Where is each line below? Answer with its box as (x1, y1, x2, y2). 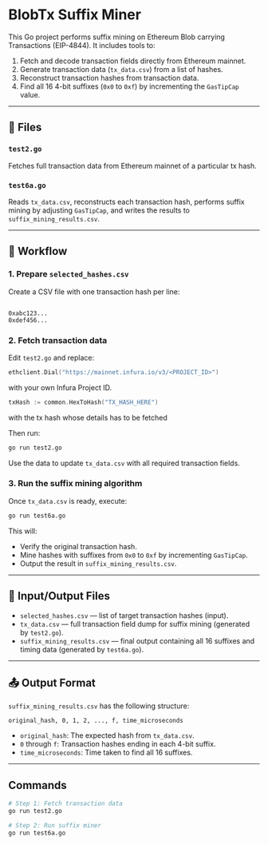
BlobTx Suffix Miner (8, 6, 142, 24)
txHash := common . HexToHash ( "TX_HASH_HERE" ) (8, 398, 159, 406)
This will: (8, 526, 37, 536)
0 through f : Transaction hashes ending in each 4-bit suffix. (19, 739, 216, 749)
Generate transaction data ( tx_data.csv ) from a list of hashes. (19, 64, 223, 74)
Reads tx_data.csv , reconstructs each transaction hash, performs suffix (8, 197, 245, 206)
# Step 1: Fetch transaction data (8, 799, 124, 808)
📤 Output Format (8, 676, 96, 689)
